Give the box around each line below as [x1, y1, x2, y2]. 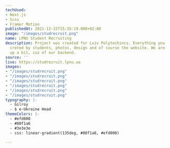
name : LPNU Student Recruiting [5, 36, 72, 41]
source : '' [5, 54, 29, 60]
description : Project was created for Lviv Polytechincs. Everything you [5, 41, 165, 46]
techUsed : [5, 7, 26, 13]
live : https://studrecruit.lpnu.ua [5, 60, 81, 65]
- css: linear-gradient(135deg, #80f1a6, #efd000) [10, 130, 120, 135]
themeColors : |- [5, 111, 40, 117]
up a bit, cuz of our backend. [10, 50, 76, 55]
